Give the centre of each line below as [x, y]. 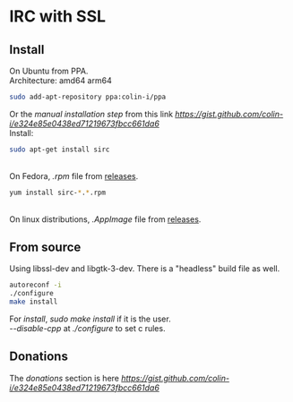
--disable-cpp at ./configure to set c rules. [87, 329]
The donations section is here [64, 378]
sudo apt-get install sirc [60, 150]
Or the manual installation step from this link [91, 114]
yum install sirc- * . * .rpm [57, 192]
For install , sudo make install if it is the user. [90, 319]
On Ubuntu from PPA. [49, 71]
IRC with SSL [57, 17]
